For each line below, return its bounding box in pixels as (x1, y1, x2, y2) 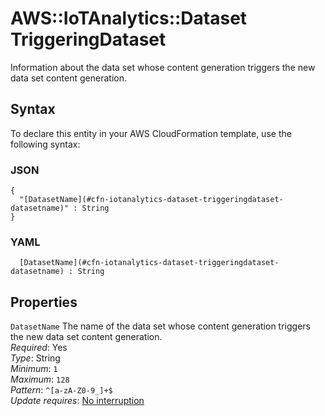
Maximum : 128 (10, 373, 70, 386)
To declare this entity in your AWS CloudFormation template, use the (10, 127, 292, 139)
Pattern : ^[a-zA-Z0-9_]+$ (10, 384, 113, 396)
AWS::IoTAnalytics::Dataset (10, 7, 248, 30)
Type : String (10, 352, 61, 364)
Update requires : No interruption (10, 395, 145, 407)
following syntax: (10, 138, 81, 150)
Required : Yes (10, 342, 68, 354)
